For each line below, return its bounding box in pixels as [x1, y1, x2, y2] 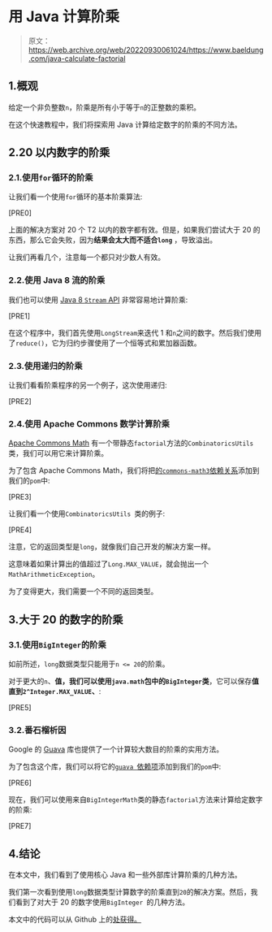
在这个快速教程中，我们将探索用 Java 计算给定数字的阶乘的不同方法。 [8, 119, 242, 129]
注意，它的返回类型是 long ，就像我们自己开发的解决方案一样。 [8, 542, 215, 552]
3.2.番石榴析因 [8, 724, 67, 735]
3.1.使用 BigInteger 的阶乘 [8, 639, 107, 650]
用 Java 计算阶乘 [8, 7, 120, 26]
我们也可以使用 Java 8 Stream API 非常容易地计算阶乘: [8, 294, 188, 305]
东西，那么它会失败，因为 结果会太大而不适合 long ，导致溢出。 [8, 235, 218, 245]
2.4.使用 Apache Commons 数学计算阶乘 [8, 418, 171, 429]
